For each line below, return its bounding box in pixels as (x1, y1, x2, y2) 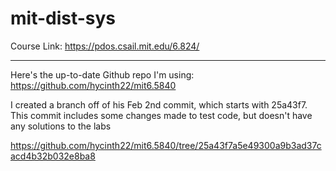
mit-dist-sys (10, 7, 117, 30)
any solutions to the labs (10, 120, 112, 132)
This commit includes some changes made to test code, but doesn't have (10, 109, 313, 121)
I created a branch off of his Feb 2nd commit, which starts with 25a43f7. (10, 98, 308, 111)
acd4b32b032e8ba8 (10, 150, 96, 162)
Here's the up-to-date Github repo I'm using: (10, 68, 195, 81)
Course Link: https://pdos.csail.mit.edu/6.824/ (10, 40, 200, 52)
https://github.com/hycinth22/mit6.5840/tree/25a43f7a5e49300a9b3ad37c (10, 139, 322, 151)
